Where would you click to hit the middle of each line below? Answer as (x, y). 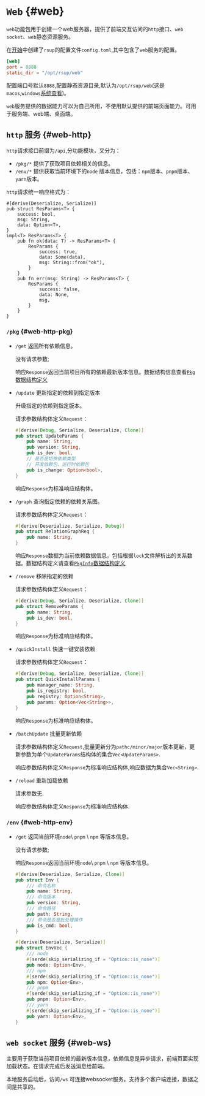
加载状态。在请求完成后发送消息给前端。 (57, 1066)
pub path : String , (50, 914)
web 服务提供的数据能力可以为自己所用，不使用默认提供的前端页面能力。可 (99, 106)
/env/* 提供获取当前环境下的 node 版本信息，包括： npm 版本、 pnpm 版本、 (104, 171)
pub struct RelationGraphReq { (55, 531)
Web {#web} (35, 11)
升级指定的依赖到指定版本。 (50, 405)
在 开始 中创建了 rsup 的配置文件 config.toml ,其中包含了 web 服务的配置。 (93, 50)
